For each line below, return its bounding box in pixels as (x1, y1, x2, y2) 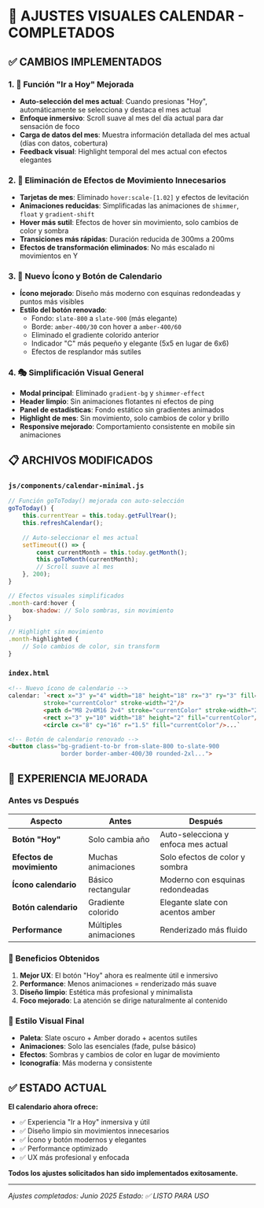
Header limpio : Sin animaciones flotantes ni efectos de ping (19, 397, 214, 406)
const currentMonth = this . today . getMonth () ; (36, 549, 189, 556)
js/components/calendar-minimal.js (8, 482, 145, 490)
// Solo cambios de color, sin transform (22, 643, 159, 651)
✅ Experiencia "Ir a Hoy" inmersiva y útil (19, 1117, 151, 1127)
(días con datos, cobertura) (19, 138, 108, 148)
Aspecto (30, 815, 63, 826)
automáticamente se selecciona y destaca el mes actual (19, 105, 202, 114)
